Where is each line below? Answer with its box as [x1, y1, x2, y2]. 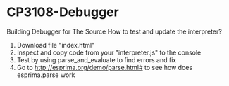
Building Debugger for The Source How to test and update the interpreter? [6, 27, 223, 36]
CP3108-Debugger [6, 4, 119, 20]
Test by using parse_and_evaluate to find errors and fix [16, 55, 177, 64]
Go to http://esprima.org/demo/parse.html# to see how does [16, 63, 193, 71]
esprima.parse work [16, 71, 75, 79]
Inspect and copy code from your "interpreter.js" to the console [16, 48, 202, 57]
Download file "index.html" [16, 41, 95, 49]
